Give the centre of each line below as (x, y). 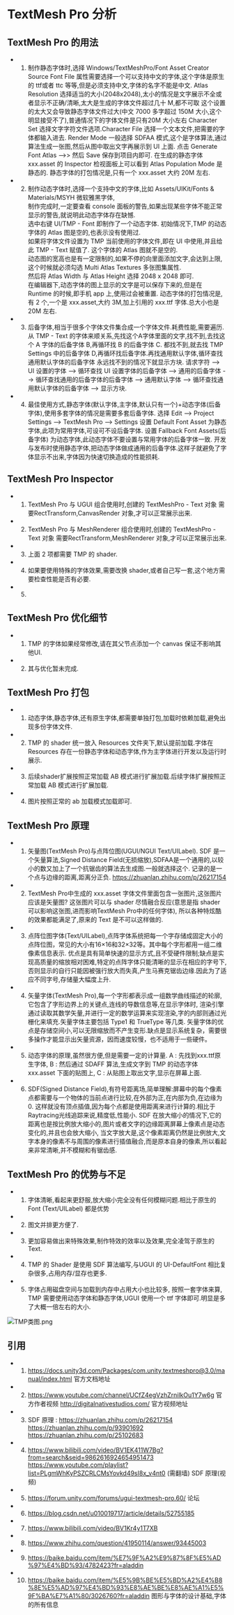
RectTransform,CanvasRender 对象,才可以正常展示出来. (113, 513)
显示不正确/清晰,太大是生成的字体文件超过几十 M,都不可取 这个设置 (130, 103)
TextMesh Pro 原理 (48, 825)
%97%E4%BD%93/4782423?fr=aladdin (86, 1565)
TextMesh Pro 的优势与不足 (67, 1174)
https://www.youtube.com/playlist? (78, 1465)
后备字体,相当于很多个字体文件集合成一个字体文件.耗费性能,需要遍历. (126, 327)
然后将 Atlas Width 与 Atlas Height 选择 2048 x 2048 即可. (111, 276)
